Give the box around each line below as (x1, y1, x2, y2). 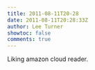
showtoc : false (7, 29, 51, 37)
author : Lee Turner (7, 23, 64, 30)
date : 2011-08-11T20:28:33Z (7, 17, 89, 24)
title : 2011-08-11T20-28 (7, 10, 79, 17)
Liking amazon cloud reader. (7, 55, 89, 63)
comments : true (7, 36, 51, 43)
